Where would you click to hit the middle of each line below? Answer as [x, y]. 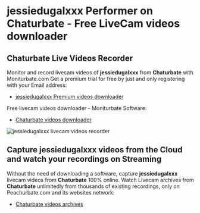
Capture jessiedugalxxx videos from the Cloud [95, 150]
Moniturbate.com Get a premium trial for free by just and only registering [96, 79]
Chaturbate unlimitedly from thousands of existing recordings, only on [93, 186]
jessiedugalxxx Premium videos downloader [69, 97]
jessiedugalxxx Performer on [80, 11]
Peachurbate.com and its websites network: [61, 192]
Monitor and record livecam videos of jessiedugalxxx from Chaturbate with [100, 72]
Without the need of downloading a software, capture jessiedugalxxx [92, 173]
